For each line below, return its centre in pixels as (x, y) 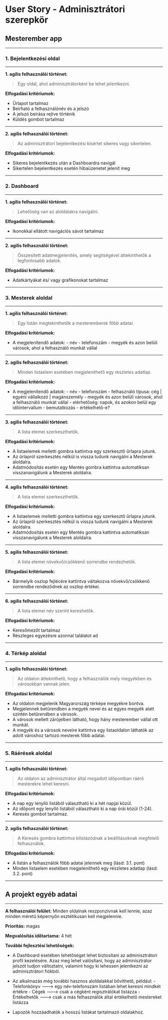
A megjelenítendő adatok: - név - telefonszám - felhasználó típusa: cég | (87, 391)
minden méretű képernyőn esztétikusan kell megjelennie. (64, 916)
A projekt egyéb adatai (41, 894)
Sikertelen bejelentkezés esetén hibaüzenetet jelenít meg (71, 168)
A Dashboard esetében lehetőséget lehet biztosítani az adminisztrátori (85, 955)
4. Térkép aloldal (26, 653)
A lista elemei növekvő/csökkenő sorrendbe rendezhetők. (77, 562)
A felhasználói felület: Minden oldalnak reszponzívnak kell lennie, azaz (79, 911)
